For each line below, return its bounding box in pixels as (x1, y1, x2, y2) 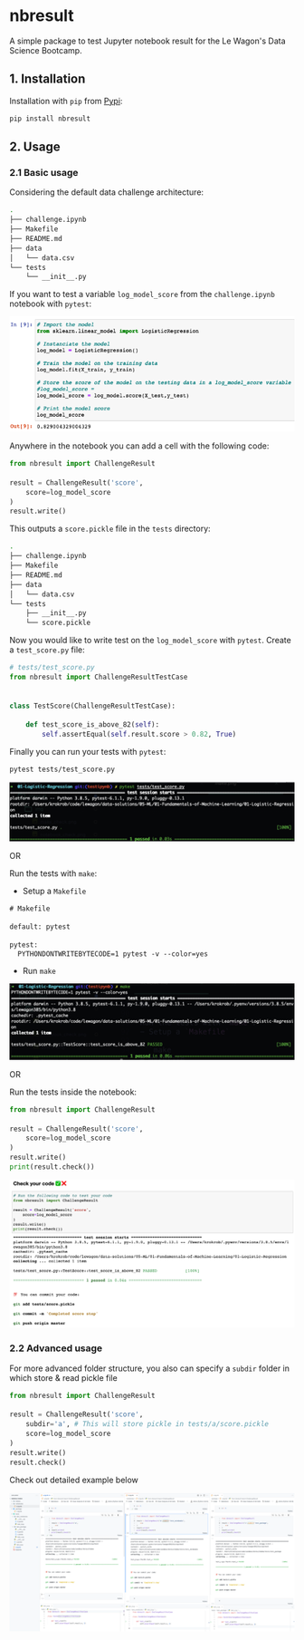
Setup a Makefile (22, 885, 87, 896)
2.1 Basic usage (9, 166, 79, 178)
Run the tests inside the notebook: (9, 1086, 138, 1097)
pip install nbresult (9, 114, 91, 123)
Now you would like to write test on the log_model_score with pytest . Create (9, 635, 291, 646)
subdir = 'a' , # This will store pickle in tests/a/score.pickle (25, 1420, 270, 1429)
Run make (22, 965, 56, 976)
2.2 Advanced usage (9, 1342, 103, 1355)
